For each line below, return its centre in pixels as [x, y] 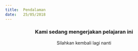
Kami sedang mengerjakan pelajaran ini [84, 32]
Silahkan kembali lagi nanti [84, 42]
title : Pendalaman [25, 10]
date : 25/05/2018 [25, 14]
